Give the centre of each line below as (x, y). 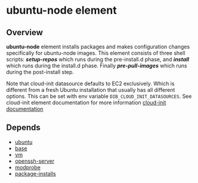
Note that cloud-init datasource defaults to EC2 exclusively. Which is (90, 83)
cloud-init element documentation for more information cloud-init (86, 103)
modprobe (27, 167)
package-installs (35, 173)
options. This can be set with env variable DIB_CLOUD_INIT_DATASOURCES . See (99, 96)
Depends (23, 128)
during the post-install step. (40, 72)
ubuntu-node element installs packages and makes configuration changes (98, 46)
